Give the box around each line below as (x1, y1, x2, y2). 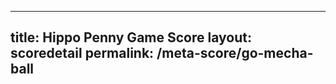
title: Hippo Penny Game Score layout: (10, 29, 252, 46)
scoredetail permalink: (10, 45, 155, 62)
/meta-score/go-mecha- (156, 45, 314, 62)
